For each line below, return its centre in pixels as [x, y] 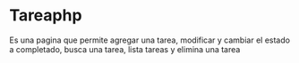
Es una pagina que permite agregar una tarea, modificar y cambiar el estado [150, 40]
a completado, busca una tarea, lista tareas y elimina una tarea [125, 49]
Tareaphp [46, 16]
